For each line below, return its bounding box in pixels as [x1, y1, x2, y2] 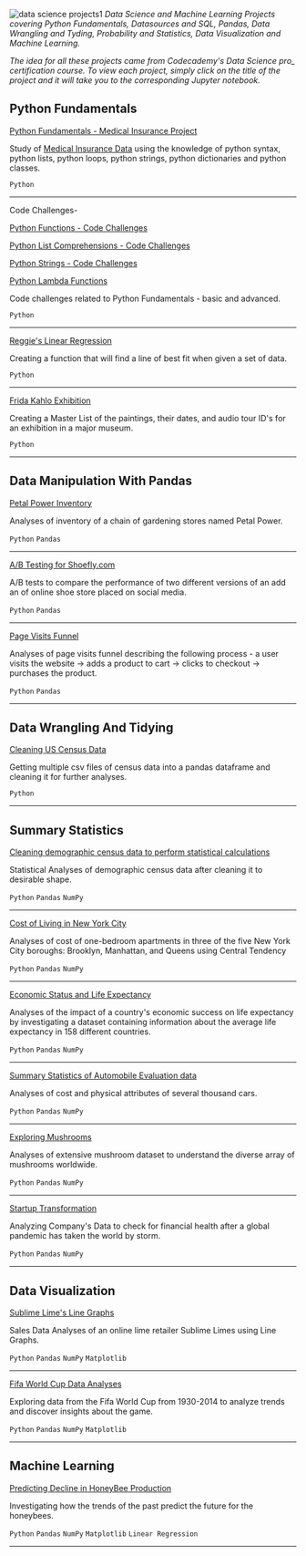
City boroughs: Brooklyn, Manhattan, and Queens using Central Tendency [9, 945, 287, 957]
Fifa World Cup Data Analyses [9, 1378, 122, 1390]
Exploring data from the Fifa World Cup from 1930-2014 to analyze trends [9, 1396, 285, 1407]
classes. [9, 162, 41, 173]
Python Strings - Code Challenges [9, 257, 138, 268]
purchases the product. [9, 667, 97, 679]
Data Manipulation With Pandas [9, 473, 193, 489]
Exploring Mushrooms [9, 1132, 93, 1143]
